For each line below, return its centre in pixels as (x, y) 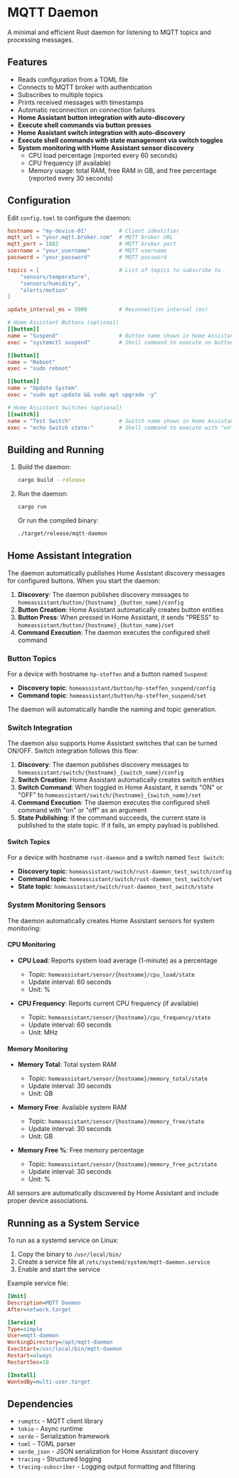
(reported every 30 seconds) (71, 178)
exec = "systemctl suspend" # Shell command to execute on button (121, 342)
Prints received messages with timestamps (80, 102)
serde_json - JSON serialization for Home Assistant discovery (108, 1452)
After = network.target (39, 1309)
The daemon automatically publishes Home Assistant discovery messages (116, 573)
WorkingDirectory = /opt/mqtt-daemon (60, 1342)
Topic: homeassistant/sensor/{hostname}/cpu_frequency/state (119, 1017)
